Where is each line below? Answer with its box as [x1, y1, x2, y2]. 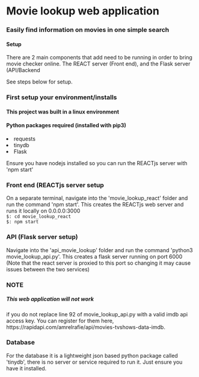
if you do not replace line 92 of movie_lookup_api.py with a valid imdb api [6, 310, 188, 318]
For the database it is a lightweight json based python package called [6, 352, 179, 359]
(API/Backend [6, 67, 40, 74]
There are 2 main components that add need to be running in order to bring [6, 54, 192, 61]
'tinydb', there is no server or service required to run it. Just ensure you [6, 358, 183, 366]
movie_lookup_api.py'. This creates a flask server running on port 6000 [6, 253, 183, 260]
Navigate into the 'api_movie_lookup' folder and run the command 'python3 [6, 246, 194, 253]
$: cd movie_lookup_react [6, 214, 71, 220]
